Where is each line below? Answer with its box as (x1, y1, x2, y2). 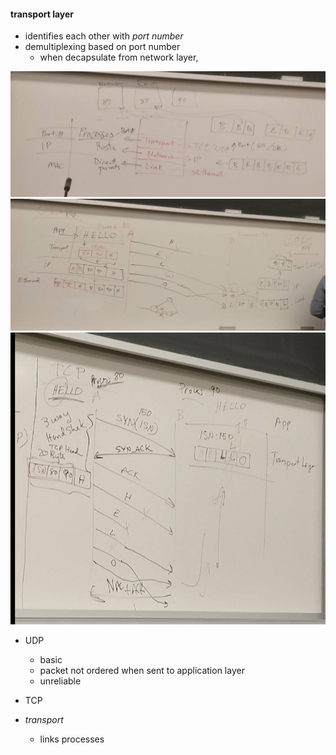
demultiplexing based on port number (24, 41, 181, 53)
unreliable (39, 675, 82, 687)
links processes (39, 733, 105, 745)
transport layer (10, 8, 75, 20)
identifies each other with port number (24, 30, 184, 42)
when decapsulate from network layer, (39, 51, 199, 64)
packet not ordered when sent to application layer (39, 665, 245, 677)
